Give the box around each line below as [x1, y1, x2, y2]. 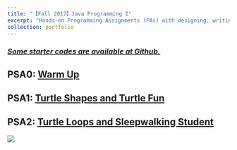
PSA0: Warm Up [7, 68, 80, 80]
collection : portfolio [7, 23, 74, 30]
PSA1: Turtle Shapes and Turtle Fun [7, 92, 165, 104]
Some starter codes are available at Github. [7, 46, 161, 56]
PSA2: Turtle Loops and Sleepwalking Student [7, 116, 214, 128]
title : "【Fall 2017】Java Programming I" [7, 10, 132, 18]
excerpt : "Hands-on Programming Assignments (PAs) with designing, [7, 17, 210, 24]
